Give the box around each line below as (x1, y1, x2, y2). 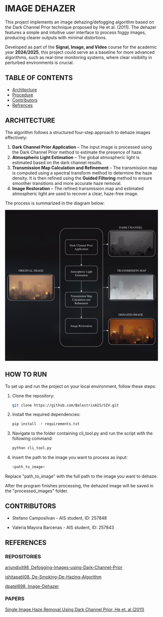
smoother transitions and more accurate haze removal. (12, 180, 122, 186)
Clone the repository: (12, 393, 55, 398)
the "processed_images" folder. (5, 488, 68, 494)
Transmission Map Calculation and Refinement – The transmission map (12, 164, 158, 171)
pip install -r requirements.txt (12, 421, 80, 427)
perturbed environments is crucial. (5, 60, 74, 65)
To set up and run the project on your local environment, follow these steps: (5, 383, 157, 389)
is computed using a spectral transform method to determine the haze (12, 170, 152, 176)
